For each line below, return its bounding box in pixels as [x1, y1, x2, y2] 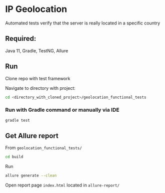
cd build [5, 155, 23, 160]
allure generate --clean [5, 173, 57, 178]
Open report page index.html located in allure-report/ [5, 182, 120, 188]
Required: [5, 34, 36, 43]
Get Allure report [5, 132, 58, 140]
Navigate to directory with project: [5, 85, 76, 91]
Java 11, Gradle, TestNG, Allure [5, 47, 68, 53]
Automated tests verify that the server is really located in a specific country [5, 20, 160, 26]
